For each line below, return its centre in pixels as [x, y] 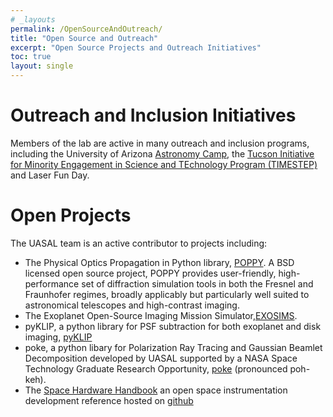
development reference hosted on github [109, 400]
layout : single [42, 66]
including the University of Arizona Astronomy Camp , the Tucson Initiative [162, 153]
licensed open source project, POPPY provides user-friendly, [150, 273]
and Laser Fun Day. [50, 175]
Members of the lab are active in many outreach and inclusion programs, [160, 143]
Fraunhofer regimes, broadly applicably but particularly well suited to [167, 294]
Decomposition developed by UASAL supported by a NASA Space [161, 358]
